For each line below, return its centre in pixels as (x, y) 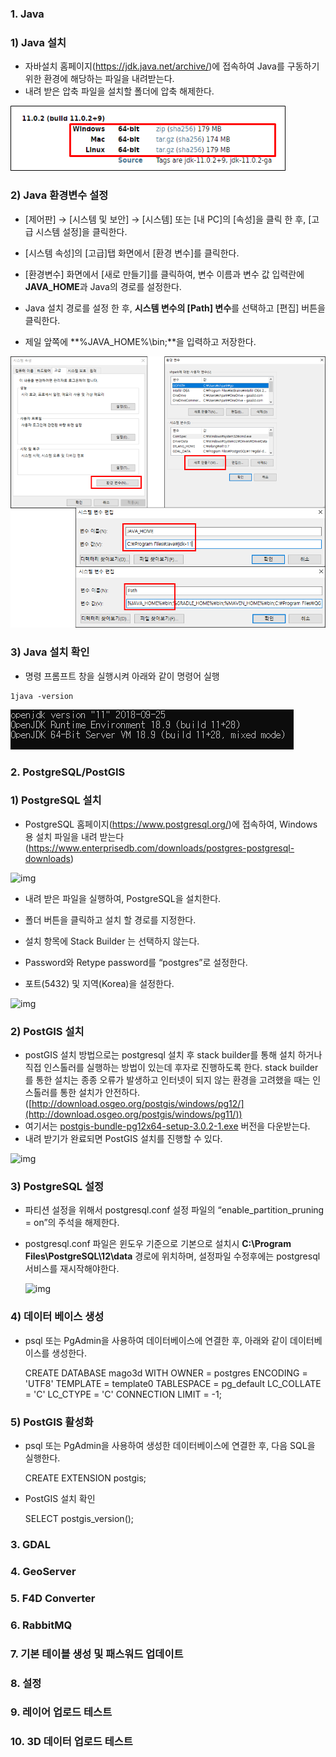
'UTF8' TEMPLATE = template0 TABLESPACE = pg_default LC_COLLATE (173, 1383)
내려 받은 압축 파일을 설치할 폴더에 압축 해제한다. (119, 91)
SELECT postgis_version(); (79, 1519)
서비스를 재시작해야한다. (72, 1269)
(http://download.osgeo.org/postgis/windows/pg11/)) (133, 1114)
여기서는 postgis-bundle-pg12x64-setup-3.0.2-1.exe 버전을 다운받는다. (167, 1126)
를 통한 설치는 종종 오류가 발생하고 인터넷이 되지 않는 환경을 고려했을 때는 (167, 1080)
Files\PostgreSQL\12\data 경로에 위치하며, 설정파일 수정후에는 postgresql (172, 1256)
